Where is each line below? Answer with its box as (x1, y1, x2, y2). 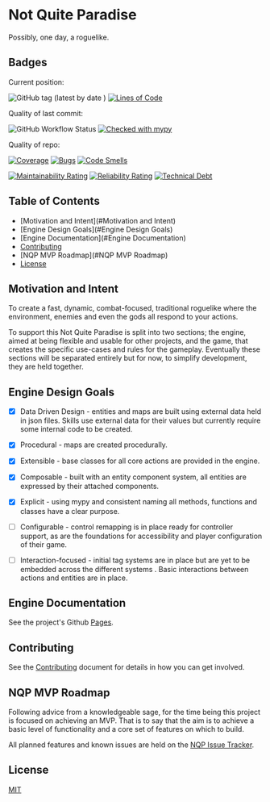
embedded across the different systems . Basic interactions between (19, 564, 249, 574)
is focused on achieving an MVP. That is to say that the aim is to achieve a (8, 716, 255, 725)
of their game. (19, 539, 67, 549)
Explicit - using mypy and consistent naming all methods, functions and (19, 497, 258, 507)
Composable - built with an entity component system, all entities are (19, 472, 247, 482)
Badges (8, 56, 48, 69)
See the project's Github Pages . (8, 617, 114, 627)
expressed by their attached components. (19, 482, 160, 491)
